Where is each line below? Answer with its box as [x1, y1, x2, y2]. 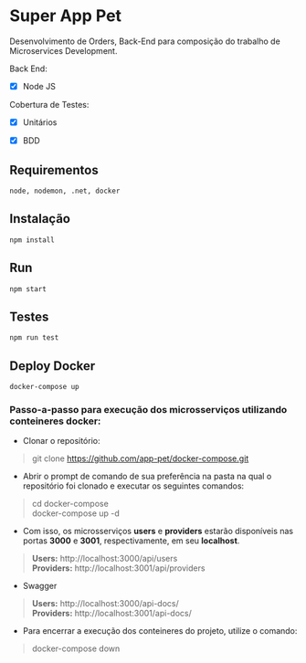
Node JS [22, 80, 57, 91]
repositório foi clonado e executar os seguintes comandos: [22, 480, 245, 491]
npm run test [9, 333, 59, 342]
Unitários [22, 117, 58, 128]
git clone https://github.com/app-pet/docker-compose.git [31, 453, 249, 464]
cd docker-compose [31, 499, 110, 510]
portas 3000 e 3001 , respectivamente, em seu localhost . [22, 535, 240, 546]
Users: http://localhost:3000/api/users [31, 553, 178, 564]
